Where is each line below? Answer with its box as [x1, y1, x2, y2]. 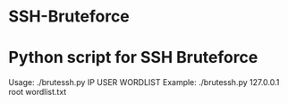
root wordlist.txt [8, 87, 67, 98]
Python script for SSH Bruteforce [8, 48, 258, 68]
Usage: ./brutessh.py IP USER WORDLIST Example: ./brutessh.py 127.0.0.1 [8, 77, 280, 88]
